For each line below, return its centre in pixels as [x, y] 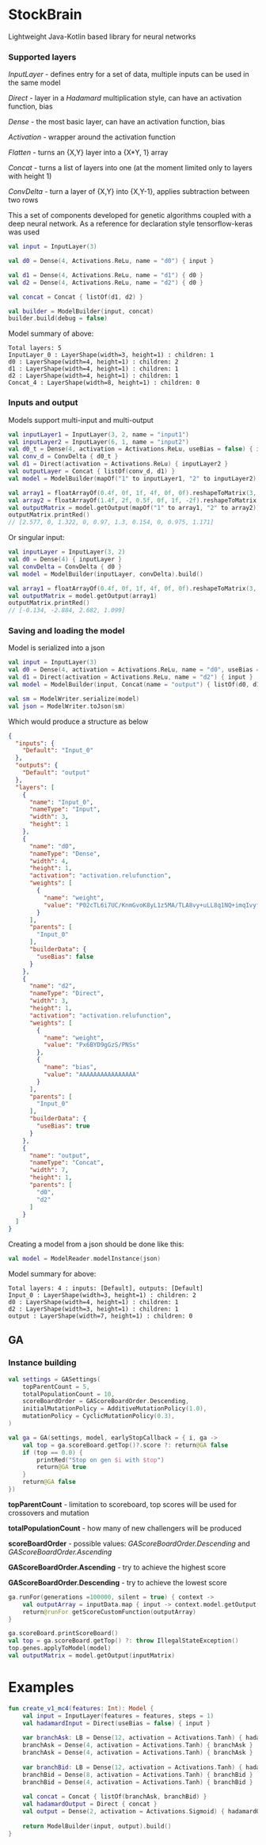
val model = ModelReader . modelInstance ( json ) [84, 1259]
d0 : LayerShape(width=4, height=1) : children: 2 [93, 362]
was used [24, 232]
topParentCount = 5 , [56, 1387]
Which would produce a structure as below [78, 721]
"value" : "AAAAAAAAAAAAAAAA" [91, 1075]
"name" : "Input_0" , [61, 802]
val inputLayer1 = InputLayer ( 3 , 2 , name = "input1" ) [99, 434]
